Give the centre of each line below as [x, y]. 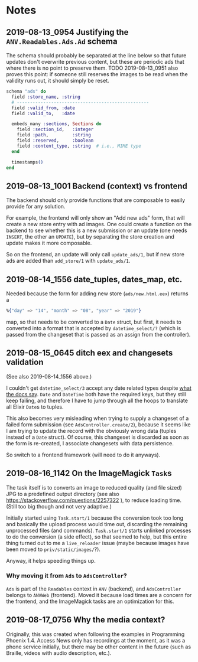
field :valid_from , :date [43, 108]
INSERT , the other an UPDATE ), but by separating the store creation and [90, 237]
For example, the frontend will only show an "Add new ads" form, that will [95, 218]
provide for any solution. [36, 207]
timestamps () [27, 162]
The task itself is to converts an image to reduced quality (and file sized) [94, 487]
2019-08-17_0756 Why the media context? [86, 620]
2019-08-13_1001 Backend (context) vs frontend [97, 186]
